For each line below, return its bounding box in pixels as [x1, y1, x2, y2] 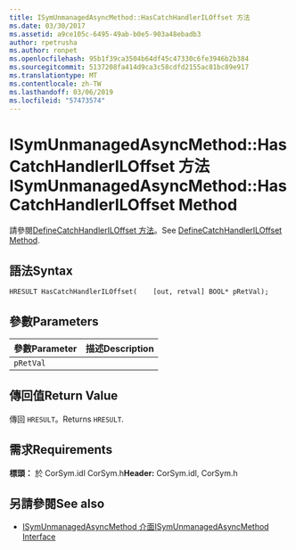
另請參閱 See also [9, 496, 105, 511]
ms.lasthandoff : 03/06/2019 [9, 87, 114, 96]
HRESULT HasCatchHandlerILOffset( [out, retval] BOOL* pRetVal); [9, 287, 269, 297]
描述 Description [85, 342, 154, 355]
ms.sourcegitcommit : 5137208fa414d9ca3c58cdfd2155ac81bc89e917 [9, 63, 250, 72]
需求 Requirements [9, 442, 113, 457]
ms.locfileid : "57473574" [9, 95, 105, 105]
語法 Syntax [9, 263, 73, 278]
